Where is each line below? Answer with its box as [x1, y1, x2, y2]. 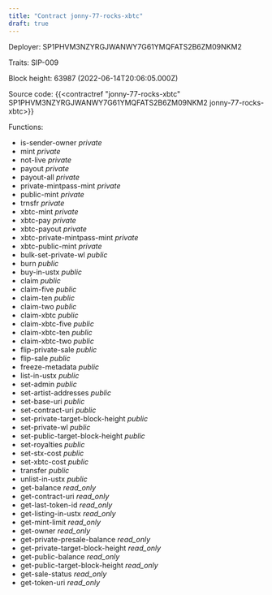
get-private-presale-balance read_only [19, 534, 151, 544]
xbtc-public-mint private [19, 241, 103, 251]
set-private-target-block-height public [19, 413, 149, 423]
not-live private [19, 155, 71, 165]
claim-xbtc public [19, 310, 79, 320]
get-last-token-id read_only [19, 500, 113, 510]
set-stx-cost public [19, 448, 84, 458]
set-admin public [19, 379, 77, 389]
